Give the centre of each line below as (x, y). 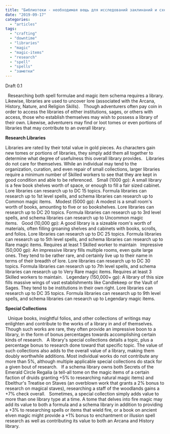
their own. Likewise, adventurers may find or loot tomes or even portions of (84, 123)
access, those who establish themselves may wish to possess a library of (82, 117)
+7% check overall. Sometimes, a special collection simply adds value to (82, 394)
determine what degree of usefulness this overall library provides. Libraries (85, 158)
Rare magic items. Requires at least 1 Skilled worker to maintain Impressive (84, 245)
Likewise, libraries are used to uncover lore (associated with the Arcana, (80, 101)
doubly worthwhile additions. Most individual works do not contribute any (82, 356)
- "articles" (24, 24)
